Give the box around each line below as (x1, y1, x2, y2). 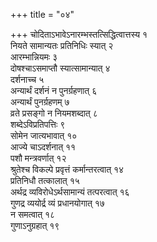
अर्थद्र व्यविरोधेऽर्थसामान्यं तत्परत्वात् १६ (10, 186, 130, 198)
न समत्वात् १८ (10, 209, 56, 220)
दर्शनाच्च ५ (10, 74, 45, 85)
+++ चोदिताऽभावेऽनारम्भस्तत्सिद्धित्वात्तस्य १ (10, 29, 148, 40)
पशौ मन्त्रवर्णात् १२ (10, 152, 67, 164)
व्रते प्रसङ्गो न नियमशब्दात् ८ (10, 107, 98, 119)
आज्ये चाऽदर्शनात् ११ (10, 141, 77, 153)
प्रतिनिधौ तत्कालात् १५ (10, 175, 80, 186)
